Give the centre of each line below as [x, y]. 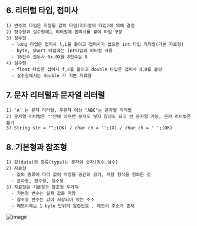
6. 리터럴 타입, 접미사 [42, 11]
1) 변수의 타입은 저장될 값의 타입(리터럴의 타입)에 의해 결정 [70, 25]
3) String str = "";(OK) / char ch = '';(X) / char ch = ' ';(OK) [89, 128]
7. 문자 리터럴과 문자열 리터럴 [55, 95]
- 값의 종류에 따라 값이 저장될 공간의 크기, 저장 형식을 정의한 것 [81, 175]
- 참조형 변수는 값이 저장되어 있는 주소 [53, 200]
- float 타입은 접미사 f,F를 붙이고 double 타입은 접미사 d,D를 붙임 [87, 69]
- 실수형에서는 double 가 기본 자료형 [52, 75]
